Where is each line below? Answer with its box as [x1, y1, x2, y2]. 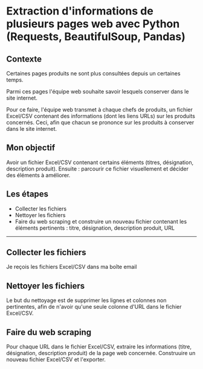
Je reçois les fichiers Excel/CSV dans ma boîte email [6, 263, 137, 271]
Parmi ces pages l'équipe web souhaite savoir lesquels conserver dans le [6, 88, 189, 95]
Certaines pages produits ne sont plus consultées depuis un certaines [6, 70, 181, 77]
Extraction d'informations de [6, 4, 154, 18]
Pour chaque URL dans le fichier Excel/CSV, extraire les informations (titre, [6, 343, 192, 350]
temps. [6, 77, 24, 83]
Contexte [6, 54, 42, 64]
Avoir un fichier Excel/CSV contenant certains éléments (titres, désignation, [6, 159, 194, 166]
